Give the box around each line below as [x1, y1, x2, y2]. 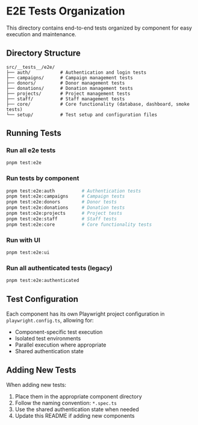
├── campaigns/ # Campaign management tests [6, 74, 134, 81]
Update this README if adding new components [14, 412, 135, 419]
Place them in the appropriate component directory [14, 392, 143, 400]
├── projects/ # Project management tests [6, 91, 131, 97]
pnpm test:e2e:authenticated [6, 278, 79, 284]
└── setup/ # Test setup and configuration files [6, 112, 158, 118]
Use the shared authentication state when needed [14, 406, 140, 413]
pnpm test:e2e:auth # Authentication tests [6, 188, 141, 194]
